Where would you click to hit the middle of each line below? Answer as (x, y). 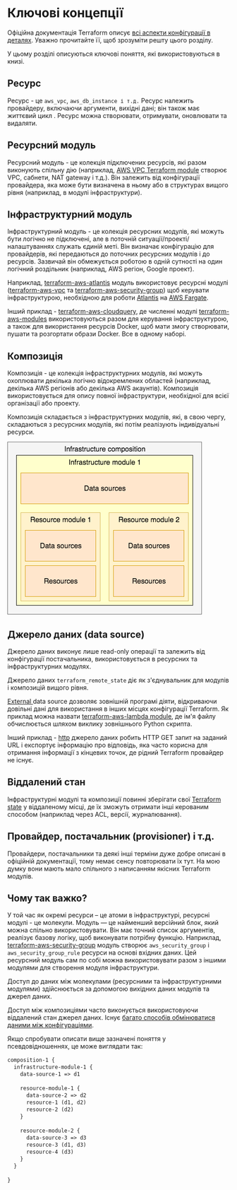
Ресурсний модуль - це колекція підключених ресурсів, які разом (107, 162)
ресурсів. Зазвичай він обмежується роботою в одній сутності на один (115, 261)
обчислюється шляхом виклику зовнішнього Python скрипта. (100, 724)
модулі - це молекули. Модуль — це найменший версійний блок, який (113, 923)
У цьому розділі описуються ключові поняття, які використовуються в (114, 54)
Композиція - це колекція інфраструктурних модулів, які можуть (105, 373)
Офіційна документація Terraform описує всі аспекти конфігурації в (109, 33)
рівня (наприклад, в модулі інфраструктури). (75, 192)
